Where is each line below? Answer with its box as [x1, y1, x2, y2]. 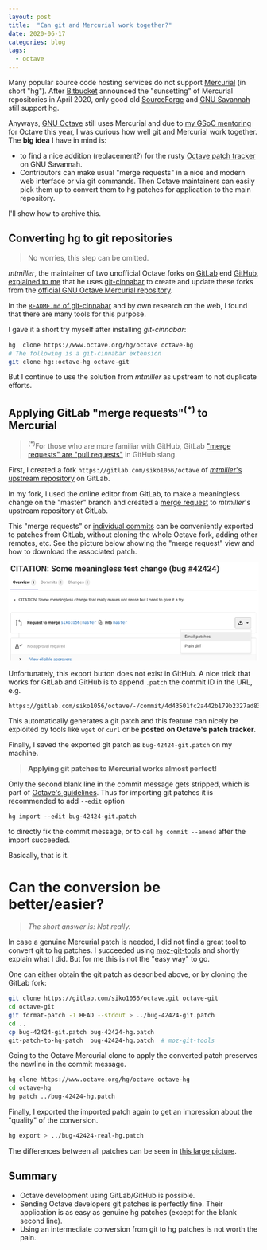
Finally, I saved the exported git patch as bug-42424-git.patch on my [8, 740, 233, 750]
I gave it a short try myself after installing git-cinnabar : [8, 324, 187, 334]
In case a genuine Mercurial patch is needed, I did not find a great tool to [8, 937, 246, 947]
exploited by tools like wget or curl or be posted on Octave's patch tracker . [8, 725, 257, 735]
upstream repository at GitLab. [8, 506, 109, 515]
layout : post [8, 13, 52, 21]
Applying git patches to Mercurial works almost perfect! [27, 764, 217, 774]
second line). [19, 1216, 63, 1225]
